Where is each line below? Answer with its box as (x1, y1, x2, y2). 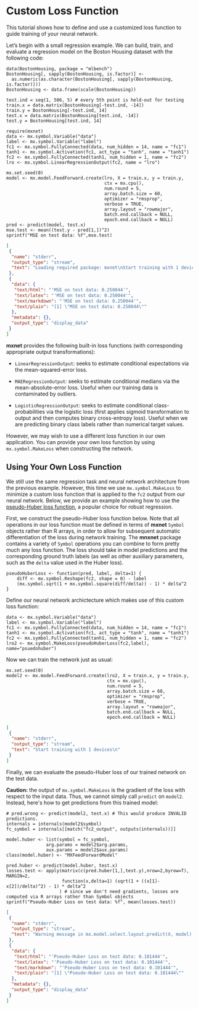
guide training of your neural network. (6, 30, 99, 37)
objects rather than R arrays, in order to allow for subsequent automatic (6, 527, 181, 535)
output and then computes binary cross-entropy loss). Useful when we (14, 414, 188, 422)
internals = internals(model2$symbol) (6, 821, 102, 827)
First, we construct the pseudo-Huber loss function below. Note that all (6, 514, 179, 521)
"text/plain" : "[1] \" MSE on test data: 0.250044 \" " (14, 303, 147, 310)
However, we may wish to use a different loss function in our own (6, 432, 166, 439)
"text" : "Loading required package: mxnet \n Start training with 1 (11, 265, 179, 271)
